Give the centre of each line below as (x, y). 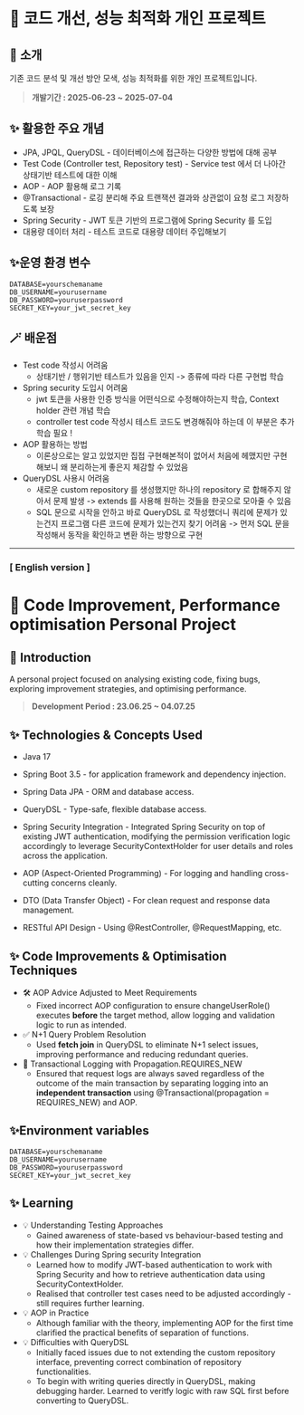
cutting (36, 883)
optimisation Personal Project (123, 624)
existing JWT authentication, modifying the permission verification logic (157, 837)
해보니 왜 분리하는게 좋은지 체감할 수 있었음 (112, 467)
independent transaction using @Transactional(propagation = (152, 1093)
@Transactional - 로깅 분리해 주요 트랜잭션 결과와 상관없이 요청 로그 (143, 197)
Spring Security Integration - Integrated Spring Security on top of (144, 827)
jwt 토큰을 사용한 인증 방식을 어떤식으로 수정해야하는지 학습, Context (157, 399)
